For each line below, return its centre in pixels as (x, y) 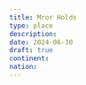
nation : (23, 67)
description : (33, 34)
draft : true (31, 50)
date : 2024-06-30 (41, 42)
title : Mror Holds (43, 17)
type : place (31, 26)
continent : (29, 58)
